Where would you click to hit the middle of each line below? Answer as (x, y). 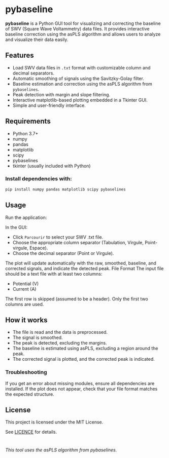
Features (20, 55)
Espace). (39, 248)
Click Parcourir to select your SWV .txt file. (58, 237)
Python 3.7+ (25, 133)
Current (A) (24, 289)
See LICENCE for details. (31, 432)
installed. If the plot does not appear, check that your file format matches (81, 389)
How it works (26, 320)
